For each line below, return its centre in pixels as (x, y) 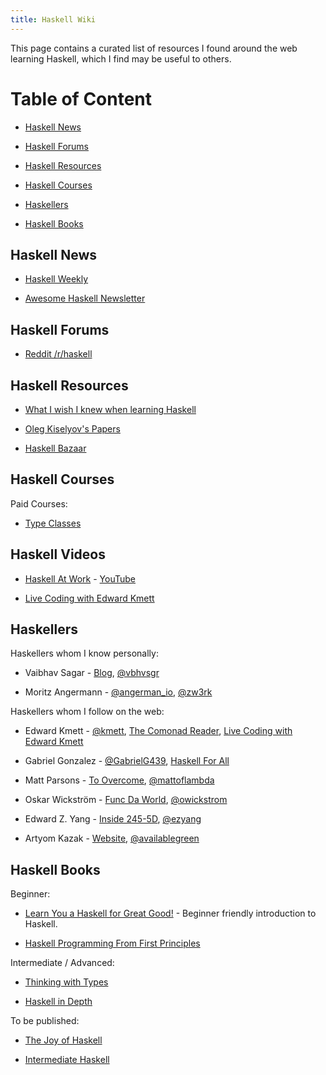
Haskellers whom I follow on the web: (87, 712)
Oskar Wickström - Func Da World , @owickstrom (126, 800)
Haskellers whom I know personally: (84, 653)
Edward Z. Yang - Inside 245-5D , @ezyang (113, 819)
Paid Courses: (39, 503)
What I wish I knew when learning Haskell (110, 409)
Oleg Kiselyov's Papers (72, 429)
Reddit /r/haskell (58, 354)
